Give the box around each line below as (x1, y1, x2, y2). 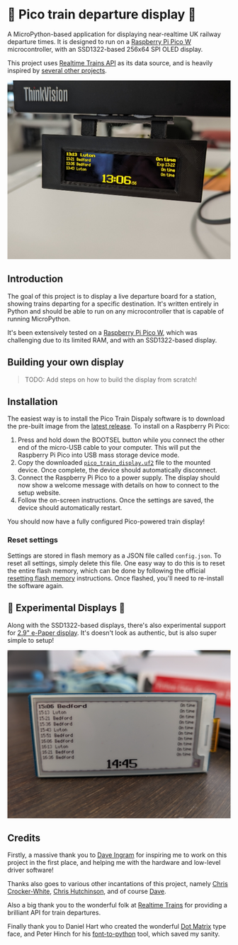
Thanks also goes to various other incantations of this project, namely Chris (7, 880, 228, 888)
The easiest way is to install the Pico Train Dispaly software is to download (7, 414, 225, 423)
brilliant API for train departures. (7, 908, 101, 917)
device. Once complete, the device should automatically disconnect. (17, 466, 217, 475)
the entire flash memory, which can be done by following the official (7, 566, 205, 575)
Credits (7, 831, 41, 844)
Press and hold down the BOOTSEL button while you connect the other (17, 436, 225, 444)
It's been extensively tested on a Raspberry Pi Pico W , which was (7, 328, 198, 336)
